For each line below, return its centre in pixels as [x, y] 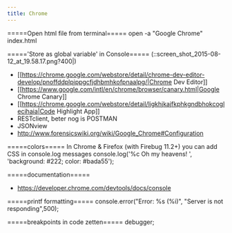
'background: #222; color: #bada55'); [61, 161]
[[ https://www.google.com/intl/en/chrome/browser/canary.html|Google [118, 89]
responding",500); [33, 208]
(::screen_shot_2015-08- [186, 54]
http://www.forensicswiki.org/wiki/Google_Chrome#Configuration [110, 133]
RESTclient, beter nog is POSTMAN [67, 119]
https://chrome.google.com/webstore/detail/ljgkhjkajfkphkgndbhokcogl [123, 103]
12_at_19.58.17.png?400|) [42, 61]
